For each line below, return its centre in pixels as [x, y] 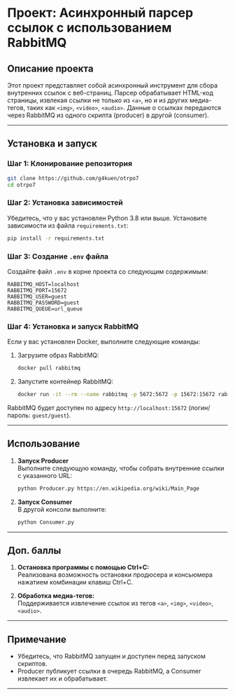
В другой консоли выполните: [62, 509]
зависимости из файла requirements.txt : [68, 225]
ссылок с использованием [90, 28]
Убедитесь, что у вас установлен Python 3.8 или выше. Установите [107, 218]
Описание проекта [50, 68]
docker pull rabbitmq [49, 368]
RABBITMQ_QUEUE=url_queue [45, 309]
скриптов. [32, 664]
